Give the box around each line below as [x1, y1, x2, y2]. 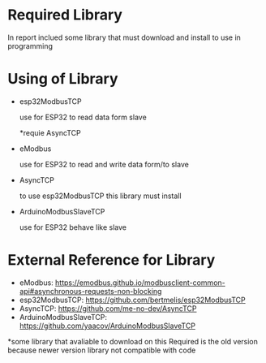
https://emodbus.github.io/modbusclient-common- [54, 278, 225, 287]
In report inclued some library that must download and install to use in [7, 32, 241, 42]
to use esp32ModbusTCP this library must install [19, 191, 182, 201]
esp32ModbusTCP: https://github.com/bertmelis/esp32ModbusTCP [19, 295, 246, 305]
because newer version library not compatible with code [7, 345, 196, 355]
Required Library [7, 6, 123, 24]
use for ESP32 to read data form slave [19, 112, 147, 122]
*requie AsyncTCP [19, 127, 82, 137]
